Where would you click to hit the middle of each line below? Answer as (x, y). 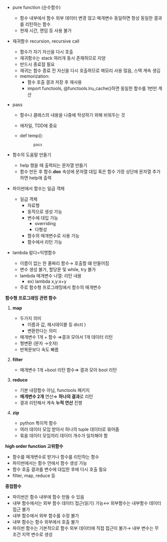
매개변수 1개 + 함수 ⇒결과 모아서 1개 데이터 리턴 (66, 337)
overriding (45, 223)
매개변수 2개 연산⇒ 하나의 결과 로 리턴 (56, 396)
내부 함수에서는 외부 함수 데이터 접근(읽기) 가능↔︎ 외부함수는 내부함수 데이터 (87, 503)
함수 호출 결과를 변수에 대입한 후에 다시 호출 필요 (60, 469)
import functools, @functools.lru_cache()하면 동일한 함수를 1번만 (92, 88)
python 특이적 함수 (38, 423)
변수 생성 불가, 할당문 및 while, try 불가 (58, 269)
